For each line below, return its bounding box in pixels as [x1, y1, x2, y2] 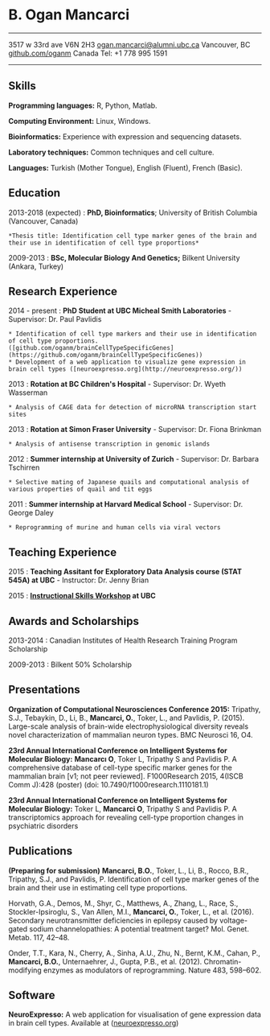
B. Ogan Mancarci [8, 6, 130, 24]
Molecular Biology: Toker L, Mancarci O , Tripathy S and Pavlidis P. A [8, 804, 237, 813]
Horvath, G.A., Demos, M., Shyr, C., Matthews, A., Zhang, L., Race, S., [8, 898, 239, 908]
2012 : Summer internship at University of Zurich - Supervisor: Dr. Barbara [8, 454, 260, 464]
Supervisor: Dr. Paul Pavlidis [8, 314, 102, 324]
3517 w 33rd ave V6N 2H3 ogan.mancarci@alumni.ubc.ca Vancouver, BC [8, 39, 251, 49]
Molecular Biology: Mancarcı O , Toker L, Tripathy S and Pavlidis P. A [8, 754, 237, 763]
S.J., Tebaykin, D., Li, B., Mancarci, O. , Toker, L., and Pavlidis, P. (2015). [8, 713, 245, 722]
